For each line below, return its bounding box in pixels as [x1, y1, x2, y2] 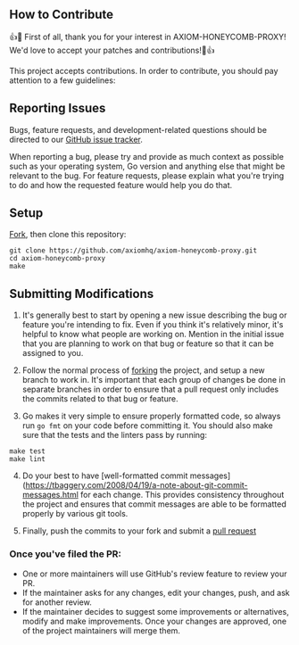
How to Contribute [9, 7, 114, 22]
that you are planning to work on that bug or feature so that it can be [21, 338, 274, 349]
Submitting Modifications [9, 285, 154, 302]
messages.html [21, 490, 79, 500]
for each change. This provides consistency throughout [79, 490, 285, 500]
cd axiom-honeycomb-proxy [9, 254, 105, 263]
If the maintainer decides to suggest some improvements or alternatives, [21, 606, 290, 616]
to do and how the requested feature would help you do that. [9, 179, 233, 190]
